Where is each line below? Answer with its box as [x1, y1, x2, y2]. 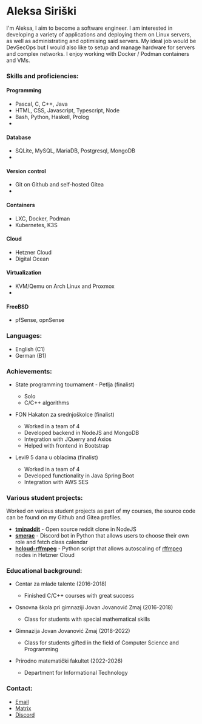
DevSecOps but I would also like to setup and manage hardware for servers [6, 44, 195, 51]
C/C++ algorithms [24, 399, 70, 406]
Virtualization [6, 269, 42, 276]
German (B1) [15, 352, 47, 359]
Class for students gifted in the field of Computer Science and [24, 639, 179, 646]
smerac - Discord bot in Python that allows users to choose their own [15, 532, 189, 539]
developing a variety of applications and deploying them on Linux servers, [6, 30, 192, 38]
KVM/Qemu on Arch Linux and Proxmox [15, 282, 115, 290]
